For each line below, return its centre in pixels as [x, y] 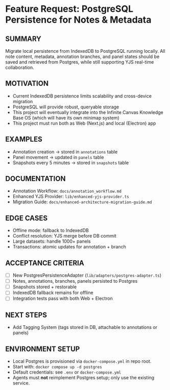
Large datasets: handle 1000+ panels [52, 241]
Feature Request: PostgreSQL [69, 9]
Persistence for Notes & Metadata [78, 20]
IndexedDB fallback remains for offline [53, 292]
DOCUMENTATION [35, 179]
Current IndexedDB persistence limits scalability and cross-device [82, 96]
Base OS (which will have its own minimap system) [66, 118]
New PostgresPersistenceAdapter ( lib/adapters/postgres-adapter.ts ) [87, 276]
